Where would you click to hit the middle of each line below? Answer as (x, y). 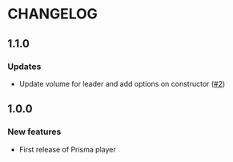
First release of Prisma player (68, 149)
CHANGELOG (52, 14)
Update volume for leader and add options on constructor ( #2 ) (122, 83)
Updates (24, 67)
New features (34, 132)
